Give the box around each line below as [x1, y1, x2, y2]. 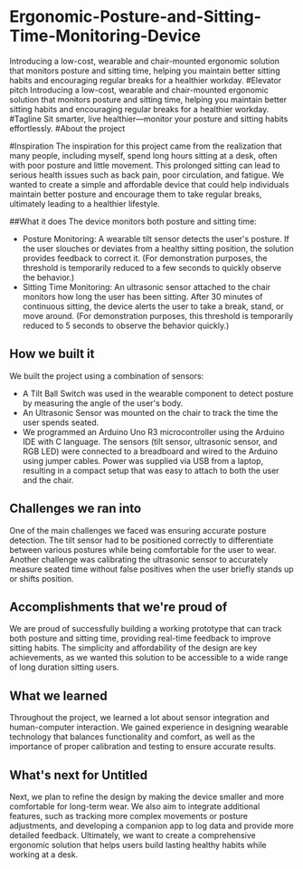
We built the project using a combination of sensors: [9, 370, 204, 381]
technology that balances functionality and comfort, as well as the [9, 731, 256, 742]
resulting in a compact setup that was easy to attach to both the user [22, 465, 279, 476]
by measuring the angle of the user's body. [22, 397, 184, 409]
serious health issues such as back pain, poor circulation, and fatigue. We [9, 169, 285, 180]
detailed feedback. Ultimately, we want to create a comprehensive [9, 830, 256, 840]
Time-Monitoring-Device [9, 25, 202, 46]
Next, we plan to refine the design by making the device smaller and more [9, 791, 285, 802]
